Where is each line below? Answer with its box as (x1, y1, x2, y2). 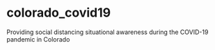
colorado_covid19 (6, 5, 111, 21)
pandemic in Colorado (6, 35, 70, 43)
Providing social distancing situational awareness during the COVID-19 (6, 28, 209, 36)
